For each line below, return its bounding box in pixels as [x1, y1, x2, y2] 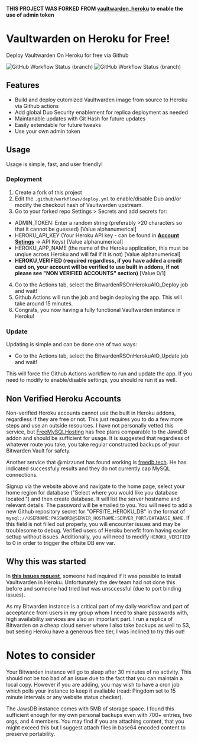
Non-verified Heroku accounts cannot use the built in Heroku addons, [6, 409, 176, 416]
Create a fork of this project [14, 189, 83, 196]
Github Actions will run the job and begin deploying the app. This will [14, 294, 182, 301]
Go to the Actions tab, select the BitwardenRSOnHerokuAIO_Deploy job [14, 281, 189, 288]
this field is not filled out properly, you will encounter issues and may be [6, 520, 181, 527]
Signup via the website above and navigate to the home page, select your [6, 483, 185, 490]
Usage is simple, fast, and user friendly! [6, 160, 103, 168]
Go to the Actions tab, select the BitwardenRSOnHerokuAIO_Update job [14, 352, 189, 359]
